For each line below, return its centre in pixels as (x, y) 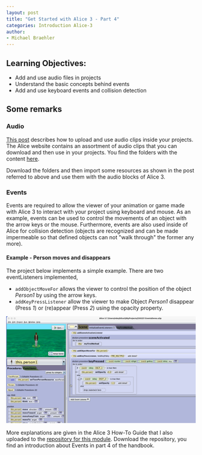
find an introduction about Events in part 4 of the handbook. (81, 445)
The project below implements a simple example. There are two (85, 271)
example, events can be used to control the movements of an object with (96, 218)
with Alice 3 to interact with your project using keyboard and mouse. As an (99, 212)
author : (16, 32)
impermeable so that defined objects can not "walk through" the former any (100, 237)
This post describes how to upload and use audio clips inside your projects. (100, 139)
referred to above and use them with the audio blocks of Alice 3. (86, 177)
